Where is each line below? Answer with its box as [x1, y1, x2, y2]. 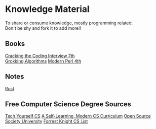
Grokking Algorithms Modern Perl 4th [5, 58, 81, 64]
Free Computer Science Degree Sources [5, 100, 131, 108]
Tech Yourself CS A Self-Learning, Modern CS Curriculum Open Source [5, 113, 151, 119]
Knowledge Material [5, 3, 90, 15]
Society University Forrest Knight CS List [5, 118, 88, 125]
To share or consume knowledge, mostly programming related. [5, 20, 133, 26]
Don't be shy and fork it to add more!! [5, 25, 81, 31]
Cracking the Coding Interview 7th [5, 53, 75, 59]
